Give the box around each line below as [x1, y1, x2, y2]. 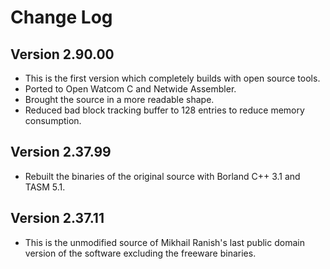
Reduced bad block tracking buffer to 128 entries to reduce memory [24, 104, 305, 116]
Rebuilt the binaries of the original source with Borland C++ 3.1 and [24, 170, 301, 182]
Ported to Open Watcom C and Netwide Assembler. [24, 83, 237, 95]
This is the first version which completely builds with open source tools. [24, 72, 321, 84]
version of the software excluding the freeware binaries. [24, 247, 257, 259]
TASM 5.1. [24, 181, 66, 193]
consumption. [24, 115, 82, 126]
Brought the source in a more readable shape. [24, 94, 215, 105]
